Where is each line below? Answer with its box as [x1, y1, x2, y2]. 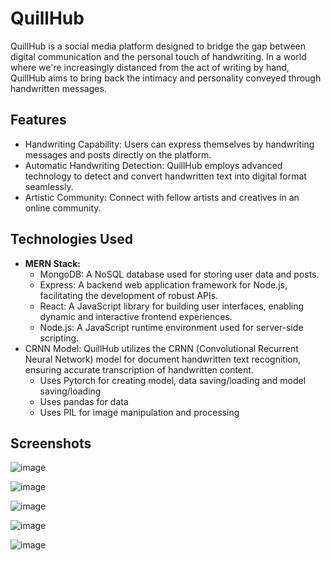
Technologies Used [10, 231, 133, 248]
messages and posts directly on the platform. [24, 148, 212, 161]
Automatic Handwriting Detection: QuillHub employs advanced [24, 159, 283, 171]
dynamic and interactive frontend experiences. [39, 310, 233, 322]
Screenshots [10, 435, 92, 452]
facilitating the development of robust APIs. [39, 289, 219, 301]
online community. [24, 202, 102, 214]
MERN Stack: [24, 257, 82, 269]
